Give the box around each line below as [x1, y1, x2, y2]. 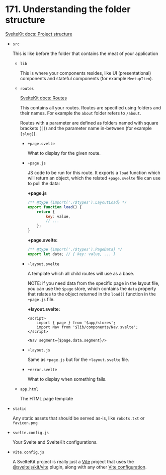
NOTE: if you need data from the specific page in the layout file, [27, 280, 159, 286]
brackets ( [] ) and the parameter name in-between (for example [20, 125, 152, 131]
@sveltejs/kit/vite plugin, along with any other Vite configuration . [12, 464, 147, 470]
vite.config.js [12, 450, 45, 455]
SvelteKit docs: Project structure [5, 31, 72, 37]
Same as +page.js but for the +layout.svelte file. [27, 357, 130, 363]
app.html [20, 387, 39, 392]
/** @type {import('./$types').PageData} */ [27, 247, 123, 252]
